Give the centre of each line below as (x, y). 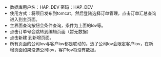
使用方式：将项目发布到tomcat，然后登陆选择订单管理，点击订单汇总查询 (83, 13)
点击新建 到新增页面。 (32, 38)
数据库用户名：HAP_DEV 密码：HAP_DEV (51, 7)
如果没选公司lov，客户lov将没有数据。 (61, 50)
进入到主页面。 (25, 19)
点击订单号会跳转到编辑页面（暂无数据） (50, 31)
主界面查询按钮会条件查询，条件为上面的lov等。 (58, 25)
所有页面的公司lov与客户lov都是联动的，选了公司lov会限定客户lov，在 (79, 44)
